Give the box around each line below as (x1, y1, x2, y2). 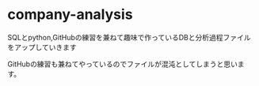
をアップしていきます (7, 42, 77, 52)
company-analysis (7, 6, 133, 24)
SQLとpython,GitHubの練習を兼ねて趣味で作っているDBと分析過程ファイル (7, 32, 251, 42)
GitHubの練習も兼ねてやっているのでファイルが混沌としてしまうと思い (7, 59, 238, 69)
